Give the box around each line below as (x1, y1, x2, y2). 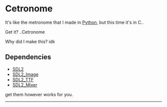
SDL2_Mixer (12, 82, 37, 88)
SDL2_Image (12, 71, 39, 77)
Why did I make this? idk (5, 38, 55, 45)
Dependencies (5, 53, 51, 61)
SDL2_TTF (12, 76, 34, 82)
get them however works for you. (5, 91, 73, 97)
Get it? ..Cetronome (5, 29, 45, 35)
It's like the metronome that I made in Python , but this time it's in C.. (5, 19, 144, 25)
